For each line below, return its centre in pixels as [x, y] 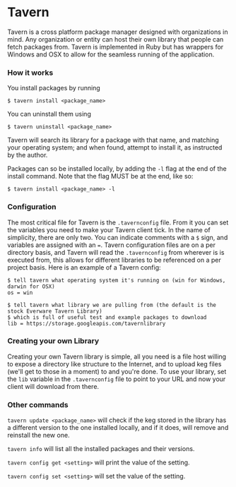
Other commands [38, 404]
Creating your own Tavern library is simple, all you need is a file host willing [117, 356]
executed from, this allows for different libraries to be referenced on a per [114, 260]
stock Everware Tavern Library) [55, 311]
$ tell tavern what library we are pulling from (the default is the [112, 305]
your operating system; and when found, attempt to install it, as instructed [115, 148]
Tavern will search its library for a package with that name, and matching [113, 140]
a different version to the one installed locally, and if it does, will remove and [118, 428]
